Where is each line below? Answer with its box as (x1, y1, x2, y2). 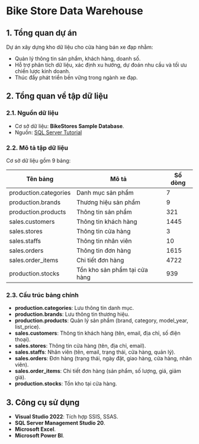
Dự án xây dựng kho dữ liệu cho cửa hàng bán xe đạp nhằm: (6, 43, 153, 50)
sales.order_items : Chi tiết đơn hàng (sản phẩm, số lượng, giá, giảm (14, 367, 182, 375)
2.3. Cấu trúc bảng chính (6, 291, 79, 299)
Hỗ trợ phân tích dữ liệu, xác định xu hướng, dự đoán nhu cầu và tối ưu (14, 61, 187, 68)
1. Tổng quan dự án (6, 28, 77, 38)
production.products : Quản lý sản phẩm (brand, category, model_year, (14, 317, 188, 324)
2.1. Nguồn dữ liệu (6, 109, 59, 117)
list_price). (14, 324, 40, 331)
